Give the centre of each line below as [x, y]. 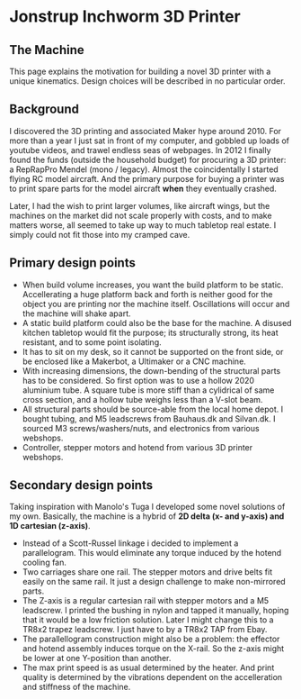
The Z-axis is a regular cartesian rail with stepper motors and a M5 [146, 601]
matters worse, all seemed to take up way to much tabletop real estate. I [143, 225]
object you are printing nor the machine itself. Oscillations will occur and [156, 304]
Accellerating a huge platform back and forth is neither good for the [147, 294]
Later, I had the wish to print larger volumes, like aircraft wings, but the [140, 205]
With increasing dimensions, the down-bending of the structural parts [151, 370]
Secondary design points [81, 485]
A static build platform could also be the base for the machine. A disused [157, 322]
